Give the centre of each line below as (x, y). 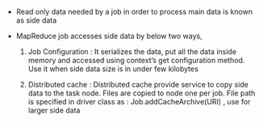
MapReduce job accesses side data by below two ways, (109, 36)
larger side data (54, 110)
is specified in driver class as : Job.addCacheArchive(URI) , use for (139, 102)
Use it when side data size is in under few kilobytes (113, 69)
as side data (36, 20)
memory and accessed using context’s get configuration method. (136, 60)
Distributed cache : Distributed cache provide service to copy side (138, 85)
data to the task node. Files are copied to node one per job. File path (142, 93)
